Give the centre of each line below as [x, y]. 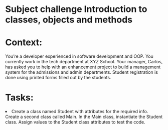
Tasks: [19, 98]
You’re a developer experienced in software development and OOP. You [79, 56]
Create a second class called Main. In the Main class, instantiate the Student [84, 117]
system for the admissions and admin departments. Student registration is [81, 72]
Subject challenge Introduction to [76, 9]
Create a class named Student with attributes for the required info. [80, 112]
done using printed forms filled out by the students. [58, 78]
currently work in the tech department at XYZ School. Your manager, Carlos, [84, 62]
